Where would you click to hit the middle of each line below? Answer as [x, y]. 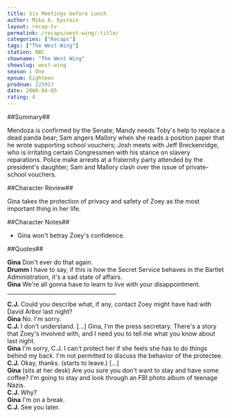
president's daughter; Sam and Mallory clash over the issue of [96, 167]
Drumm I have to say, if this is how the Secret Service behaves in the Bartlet [116, 270]
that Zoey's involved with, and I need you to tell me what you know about [111, 334]
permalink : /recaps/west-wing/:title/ [63, 33]
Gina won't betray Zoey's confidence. [71, 235]
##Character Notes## [38, 222]
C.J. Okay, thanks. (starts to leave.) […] [63, 363]
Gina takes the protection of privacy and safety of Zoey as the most [104, 201]
